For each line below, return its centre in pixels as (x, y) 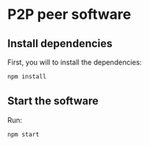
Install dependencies (60, 44)
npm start (24, 134)
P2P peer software (69, 15)
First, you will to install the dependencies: (75, 62)
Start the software (53, 101)
